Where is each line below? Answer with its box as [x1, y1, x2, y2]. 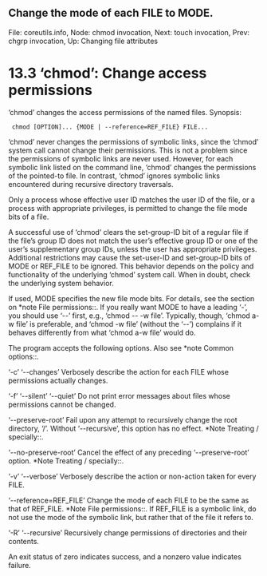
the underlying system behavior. [8, 278, 114, 288]
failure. [8, 560, 32, 570]
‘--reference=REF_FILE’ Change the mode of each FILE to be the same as [8, 495, 249, 505]
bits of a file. [8, 212, 49, 221]
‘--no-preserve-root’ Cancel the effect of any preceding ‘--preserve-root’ [8, 447, 249, 457]
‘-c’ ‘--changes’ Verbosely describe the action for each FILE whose [8, 367, 230, 376]
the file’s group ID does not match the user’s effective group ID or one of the [8, 236, 258, 245]
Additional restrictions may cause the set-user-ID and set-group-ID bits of [8, 252, 251, 262]
